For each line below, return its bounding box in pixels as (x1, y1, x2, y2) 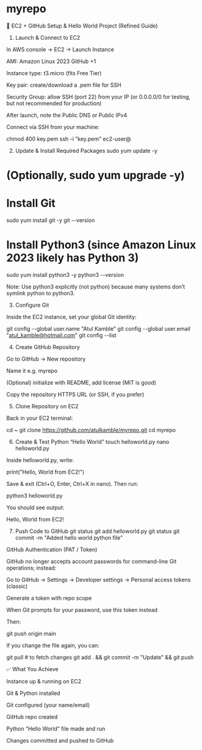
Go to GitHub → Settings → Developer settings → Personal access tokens (6, 576, 191, 583)
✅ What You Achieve (6, 666, 59, 672)
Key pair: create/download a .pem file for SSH (6, 81, 121, 89)
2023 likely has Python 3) (6, 251, 139, 265)
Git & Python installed (6, 689, 60, 697)
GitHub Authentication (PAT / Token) (6, 546, 98, 553)
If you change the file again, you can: (6, 642, 99, 649)
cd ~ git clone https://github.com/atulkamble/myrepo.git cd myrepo (6, 427, 176, 433)
